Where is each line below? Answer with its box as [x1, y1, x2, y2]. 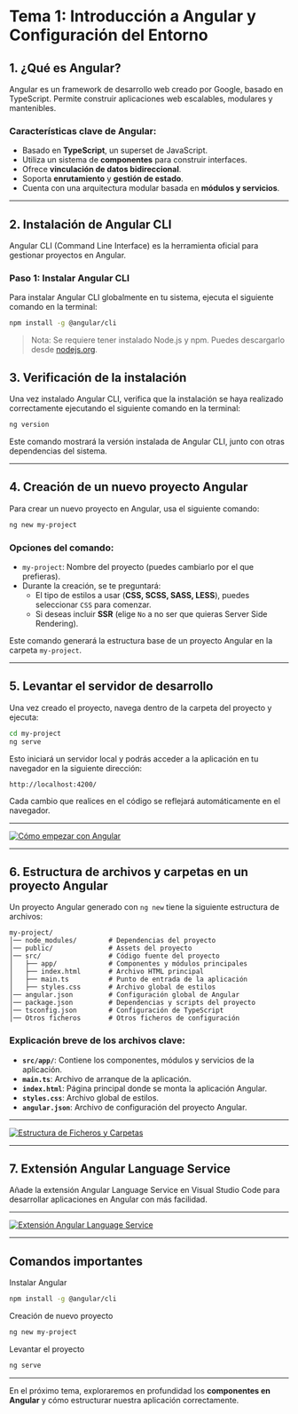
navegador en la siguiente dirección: [9, 762, 143, 773]
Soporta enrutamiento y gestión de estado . [21, 173, 184, 184]
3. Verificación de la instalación [9, 370, 187, 385]
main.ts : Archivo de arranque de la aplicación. [21, 1073, 192, 1084]
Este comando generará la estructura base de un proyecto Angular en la [9, 635, 273, 645]
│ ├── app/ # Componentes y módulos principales [9, 960, 248, 968]
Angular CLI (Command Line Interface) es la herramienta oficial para [9, 241, 259, 251]
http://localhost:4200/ [9, 779, 98, 789]
